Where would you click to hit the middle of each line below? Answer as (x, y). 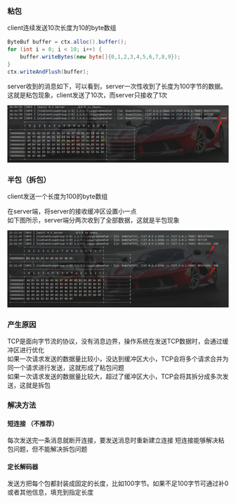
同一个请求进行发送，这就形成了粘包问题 (66, 368)
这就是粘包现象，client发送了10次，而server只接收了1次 (87, 95)
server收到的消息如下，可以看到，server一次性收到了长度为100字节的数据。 (117, 86)
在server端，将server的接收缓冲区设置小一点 (72, 211)
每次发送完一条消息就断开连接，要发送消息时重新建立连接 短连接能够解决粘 (116, 440)
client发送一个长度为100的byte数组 (58, 197)
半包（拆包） (29, 180)
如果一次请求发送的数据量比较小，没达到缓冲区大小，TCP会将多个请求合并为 (118, 359)
